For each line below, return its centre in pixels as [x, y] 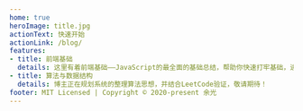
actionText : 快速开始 [47, 34]
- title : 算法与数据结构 [51, 76]
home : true [30, 17]
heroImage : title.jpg [50, 26]
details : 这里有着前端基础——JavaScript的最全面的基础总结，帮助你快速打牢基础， [154, 68]
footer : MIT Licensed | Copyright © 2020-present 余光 [113, 92]
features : [28, 51]
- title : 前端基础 [41, 59]
